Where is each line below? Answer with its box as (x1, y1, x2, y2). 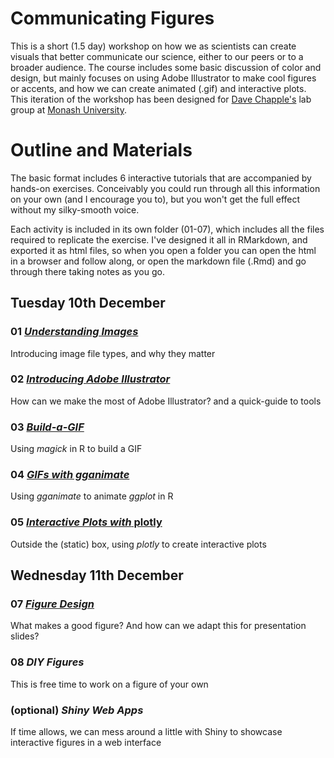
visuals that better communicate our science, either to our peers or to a (10, 50, 304, 62)
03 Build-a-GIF (10, 420, 85, 434)
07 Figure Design (10, 597, 95, 611)
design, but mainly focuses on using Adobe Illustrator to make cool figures (10, 72, 317, 84)
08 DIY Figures (10, 655, 85, 669)
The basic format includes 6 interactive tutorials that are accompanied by (10, 172, 312, 184)
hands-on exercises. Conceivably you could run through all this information (10, 182, 321, 194)
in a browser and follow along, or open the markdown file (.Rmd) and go (10, 255, 307, 267)
